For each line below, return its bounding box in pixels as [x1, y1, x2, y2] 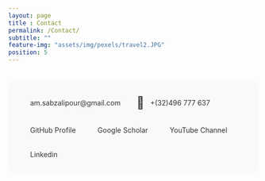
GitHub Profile [30, 125, 77, 135]
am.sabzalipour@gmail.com [30, 98, 121, 107]
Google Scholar [98, 125, 148, 135]
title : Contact [8, 19, 62, 27]
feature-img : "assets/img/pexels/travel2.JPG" [8, 41, 165, 49]
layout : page [8, 11, 52, 20]
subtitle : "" [8, 33, 52, 42]
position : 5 [8, 48, 48, 56]
